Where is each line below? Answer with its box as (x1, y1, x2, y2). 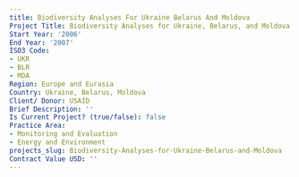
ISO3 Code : (9, 46, 50, 55)
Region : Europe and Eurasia (9, 80, 115, 88)
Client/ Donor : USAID (9, 96, 90, 105)
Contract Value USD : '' (9, 154, 98, 164)
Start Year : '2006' (9, 29, 82, 38)
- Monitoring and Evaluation (9, 130, 118, 139)
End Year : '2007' (9, 38, 74, 47)
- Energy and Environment (9, 138, 106, 147)
